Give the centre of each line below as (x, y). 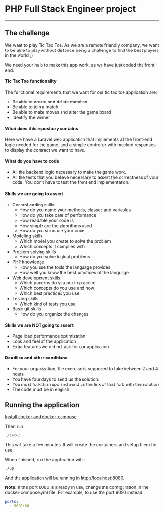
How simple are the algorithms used (56, 225)
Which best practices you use (49, 293)
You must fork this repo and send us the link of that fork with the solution (85, 384)
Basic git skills (26, 309)
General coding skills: (34, 205)
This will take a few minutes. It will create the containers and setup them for (81, 444)
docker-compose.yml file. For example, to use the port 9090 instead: (74, 492)
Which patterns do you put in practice (58, 282)
